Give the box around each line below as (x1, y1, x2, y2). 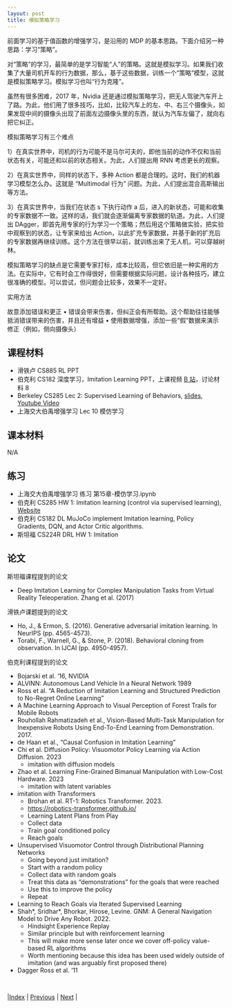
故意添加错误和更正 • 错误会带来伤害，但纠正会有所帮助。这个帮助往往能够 (7, 307, 220, 316)
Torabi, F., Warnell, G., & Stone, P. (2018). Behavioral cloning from (17, 636, 204, 645)
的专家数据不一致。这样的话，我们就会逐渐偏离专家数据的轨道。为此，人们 (7, 211, 219, 219)
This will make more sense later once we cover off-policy (27, 936, 191, 945)
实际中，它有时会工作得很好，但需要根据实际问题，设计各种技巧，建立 (25, 269, 225, 278)
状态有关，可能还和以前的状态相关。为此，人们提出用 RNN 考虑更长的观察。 (7, 156, 223, 164)
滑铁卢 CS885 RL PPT (17, 366, 79, 375)
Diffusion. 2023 (17, 753, 62, 761)
